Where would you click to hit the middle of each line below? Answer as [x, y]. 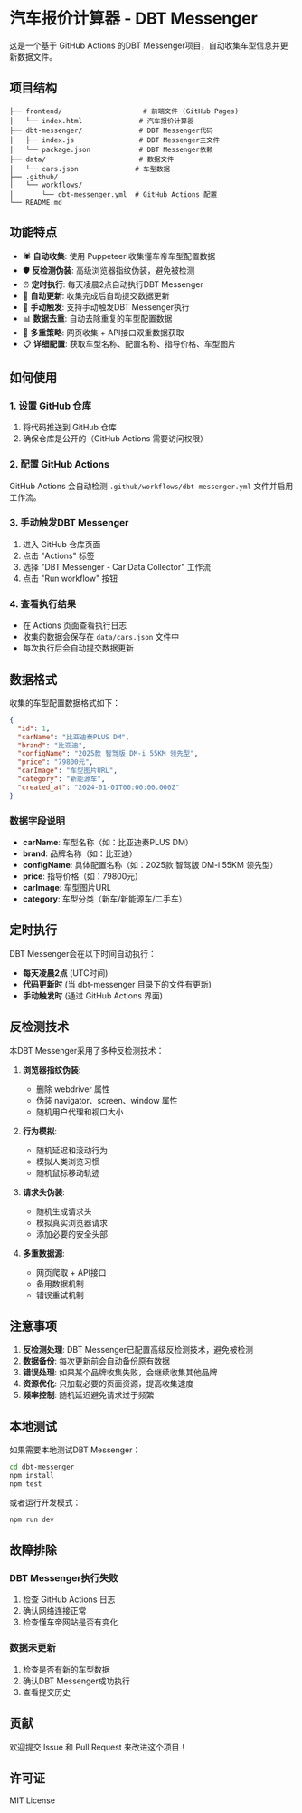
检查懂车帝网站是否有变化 [70, 1622]
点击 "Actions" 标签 [58, 555]
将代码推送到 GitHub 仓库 [70, 428]
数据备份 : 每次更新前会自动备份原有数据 [96, 1361]
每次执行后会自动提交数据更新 [78, 648]
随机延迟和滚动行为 [72, 1150]
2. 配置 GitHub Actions [60, 465]
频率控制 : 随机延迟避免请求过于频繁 [88, 1395]
